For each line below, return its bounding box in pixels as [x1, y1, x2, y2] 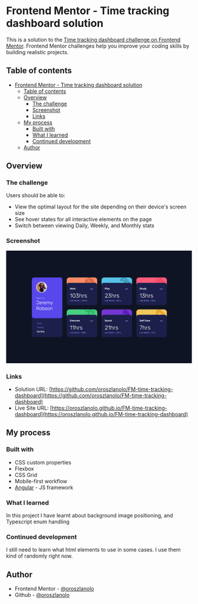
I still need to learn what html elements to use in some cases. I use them [6, 546, 181, 553]
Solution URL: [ [14, 386, 51, 393]
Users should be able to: [6, 192, 66, 199]
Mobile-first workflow [14, 477, 68, 484]
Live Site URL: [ [14, 404, 52, 411]
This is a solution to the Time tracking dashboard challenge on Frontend [6, 36, 181, 43]
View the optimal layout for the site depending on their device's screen [14, 203, 187, 210]
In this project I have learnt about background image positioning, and [6, 512, 173, 519]
